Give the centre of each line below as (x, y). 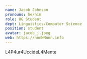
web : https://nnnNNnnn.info (35, 38)
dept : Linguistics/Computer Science (43, 24)
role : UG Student (23, 19)
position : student (24, 28)
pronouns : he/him (23, 14)
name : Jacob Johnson (27, 10)
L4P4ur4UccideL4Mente (31, 52)
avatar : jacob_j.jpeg (28, 33)
